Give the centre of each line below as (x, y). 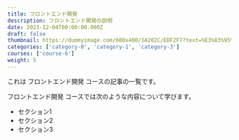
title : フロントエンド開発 (43, 14)
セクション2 (35, 120)
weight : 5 (22, 60)
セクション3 (35, 129)
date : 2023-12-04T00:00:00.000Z (55, 27)
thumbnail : (23, 41)
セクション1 (34, 112)
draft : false (27, 34)
